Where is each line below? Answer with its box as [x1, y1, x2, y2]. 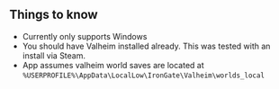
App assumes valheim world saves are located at [22, 59, 204, 70]
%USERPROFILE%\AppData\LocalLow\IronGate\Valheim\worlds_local [22, 71, 265, 80]
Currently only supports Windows [22, 31, 148, 41]
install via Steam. [22, 49, 86, 61]
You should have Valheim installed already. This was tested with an [22, 40, 271, 51]
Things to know [9, 7, 98, 22]
